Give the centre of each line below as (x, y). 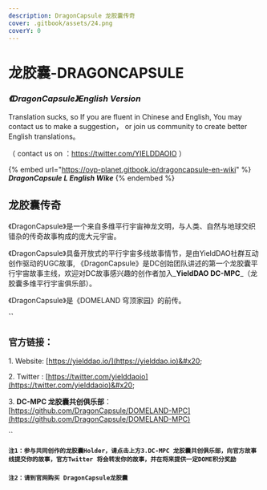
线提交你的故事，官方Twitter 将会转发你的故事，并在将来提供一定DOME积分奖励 (122, 460)
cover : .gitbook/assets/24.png (61, 23)
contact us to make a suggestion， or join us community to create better (128, 126)
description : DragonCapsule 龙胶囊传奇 (72, 16)
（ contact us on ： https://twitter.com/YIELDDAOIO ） (97, 153)
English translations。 (44, 136)
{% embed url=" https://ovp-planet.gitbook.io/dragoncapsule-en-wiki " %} (130, 169)
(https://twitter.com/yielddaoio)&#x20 (71, 385)
